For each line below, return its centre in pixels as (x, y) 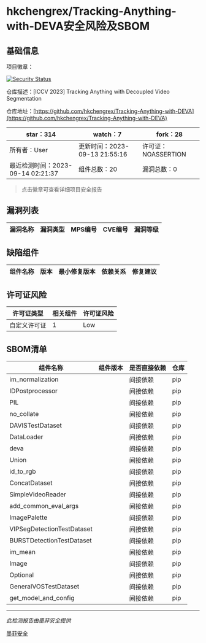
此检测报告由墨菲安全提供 (39, 620)
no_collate (24, 414)
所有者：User (29, 150)
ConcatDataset (31, 483)
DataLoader (26, 437)
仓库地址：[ (21, 111)
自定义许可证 (28, 325)
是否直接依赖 (148, 368)
